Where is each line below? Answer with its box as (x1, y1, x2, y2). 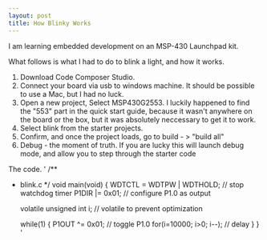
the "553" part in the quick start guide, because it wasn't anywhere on (19, 106, 253, 116)
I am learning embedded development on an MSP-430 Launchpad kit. (8, 41, 239, 50)
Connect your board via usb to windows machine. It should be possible (19, 81, 255, 90)
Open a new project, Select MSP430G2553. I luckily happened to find (19, 98, 250, 107)
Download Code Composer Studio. (19, 72, 136, 82)
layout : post (8, 11, 52, 20)
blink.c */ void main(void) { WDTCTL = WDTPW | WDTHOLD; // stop (19, 179, 245, 189)
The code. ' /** (8, 164, 58, 174)
